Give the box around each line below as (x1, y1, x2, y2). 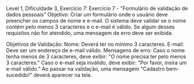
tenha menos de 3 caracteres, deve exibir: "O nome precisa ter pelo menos (6, 53, 186, 60)
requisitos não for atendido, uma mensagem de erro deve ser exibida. (6, 30, 174, 36)
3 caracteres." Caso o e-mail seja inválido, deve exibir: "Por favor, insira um (6, 59, 187, 66)
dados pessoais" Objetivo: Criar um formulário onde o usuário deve (6, 11, 168, 18)
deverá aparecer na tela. (33, 72, 92, 78)
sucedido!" (6, 72, 33, 78)
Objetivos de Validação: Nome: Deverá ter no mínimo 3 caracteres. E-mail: (6, 41, 185, 48)
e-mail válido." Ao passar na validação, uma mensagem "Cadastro (6, 65, 165, 72)
